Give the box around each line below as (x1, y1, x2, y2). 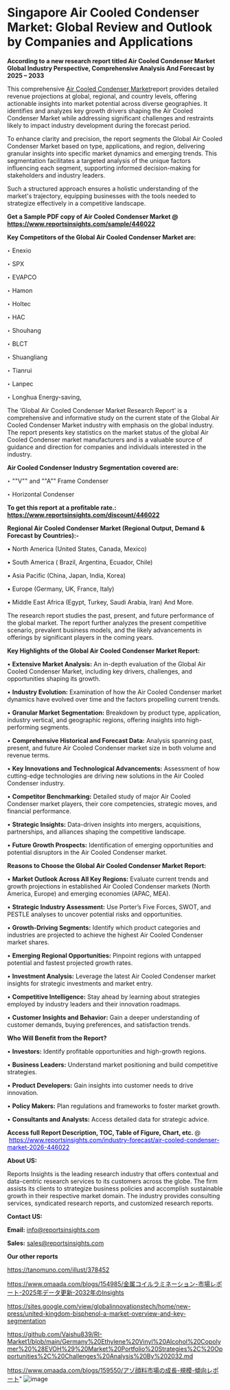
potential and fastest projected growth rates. (7, 958, 133, 967)
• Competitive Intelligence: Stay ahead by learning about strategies (7, 992, 200, 1001)
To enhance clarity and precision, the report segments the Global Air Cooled (7, 134, 223, 142)
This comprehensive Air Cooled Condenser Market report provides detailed (7, 85, 218, 93)
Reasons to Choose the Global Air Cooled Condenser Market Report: (7, 861, 207, 869)
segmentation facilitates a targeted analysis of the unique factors (7, 156, 191, 164)
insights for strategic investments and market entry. (7, 979, 153, 988)
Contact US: (7, 1212, 43, 1220)
